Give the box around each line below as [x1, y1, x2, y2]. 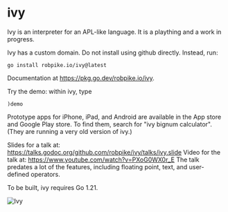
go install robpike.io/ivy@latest [7, 61, 107, 68]
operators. [30, 170, 61, 178]
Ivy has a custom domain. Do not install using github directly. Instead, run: [7, 48, 218, 57]
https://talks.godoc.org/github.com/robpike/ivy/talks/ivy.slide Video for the [7, 148, 220, 156]
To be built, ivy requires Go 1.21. [7, 183, 98, 191]
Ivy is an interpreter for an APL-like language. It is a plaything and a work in [7, 28, 222, 36]
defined [7, 170, 30, 178]
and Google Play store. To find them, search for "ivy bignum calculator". [7, 119, 213, 128]
